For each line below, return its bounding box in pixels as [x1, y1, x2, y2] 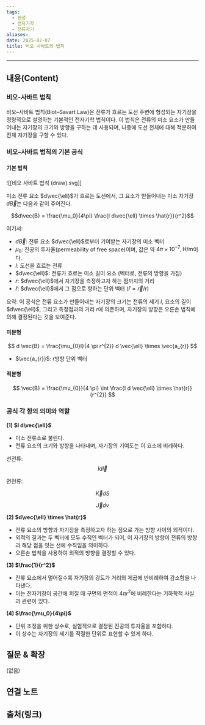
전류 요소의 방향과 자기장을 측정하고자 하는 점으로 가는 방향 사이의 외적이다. [15, 526, 195, 533]
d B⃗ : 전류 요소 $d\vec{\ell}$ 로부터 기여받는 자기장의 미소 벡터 [15, 237, 165, 245]
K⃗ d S [95, 490, 110, 497]
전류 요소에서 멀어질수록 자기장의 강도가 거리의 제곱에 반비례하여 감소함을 [15, 574, 190, 581]
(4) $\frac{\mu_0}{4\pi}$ [6, 609, 72, 617]
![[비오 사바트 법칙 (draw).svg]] [6, 179, 82, 186]
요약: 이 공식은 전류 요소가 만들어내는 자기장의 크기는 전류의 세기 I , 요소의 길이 [6, 298, 192, 305]
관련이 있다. [21, 597, 50, 604]
